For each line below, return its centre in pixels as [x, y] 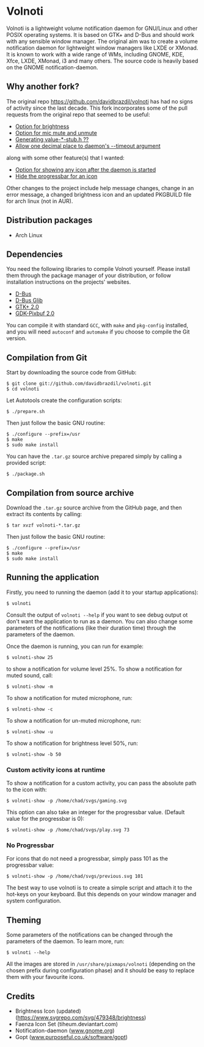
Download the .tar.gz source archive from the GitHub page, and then [94, 508]
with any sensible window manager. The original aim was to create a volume [102, 41]
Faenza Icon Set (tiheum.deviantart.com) [66, 1024]
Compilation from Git [47, 358]
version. [16, 338]
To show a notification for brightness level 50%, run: [72, 743]
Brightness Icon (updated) [48, 1011]
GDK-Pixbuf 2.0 [35, 313]
